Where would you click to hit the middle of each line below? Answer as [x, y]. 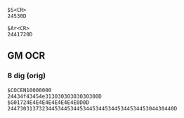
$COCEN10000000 [29, 90]
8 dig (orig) [27, 75]
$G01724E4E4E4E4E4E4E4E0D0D [48, 102]
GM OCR [26, 56]
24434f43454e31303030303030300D [54, 96]
